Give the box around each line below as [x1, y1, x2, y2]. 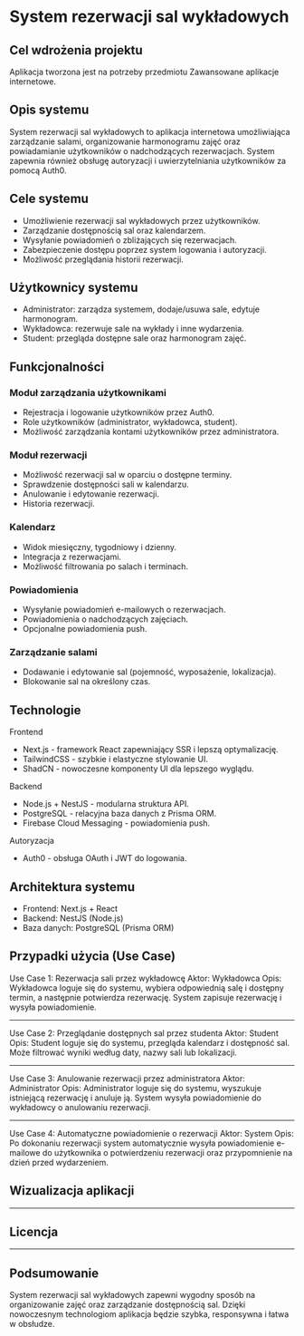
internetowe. [9, 76, 57, 87]
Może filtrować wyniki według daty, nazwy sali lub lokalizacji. [9, 1047, 238, 1058]
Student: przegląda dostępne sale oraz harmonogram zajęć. [22, 333, 247, 344]
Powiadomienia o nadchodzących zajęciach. [22, 614, 188, 624]
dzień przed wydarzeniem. [9, 1157, 109, 1167]
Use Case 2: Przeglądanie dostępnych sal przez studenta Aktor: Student [9, 1027, 279, 1039]
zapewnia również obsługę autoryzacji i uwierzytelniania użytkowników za [9, 155, 287, 166]
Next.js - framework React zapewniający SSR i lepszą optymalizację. [22, 744, 279, 755]
